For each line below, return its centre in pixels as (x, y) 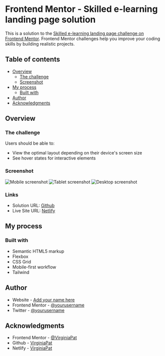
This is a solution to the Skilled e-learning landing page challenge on (75, 33)
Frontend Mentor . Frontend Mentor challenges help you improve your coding (83, 39)
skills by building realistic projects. (40, 44)
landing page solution (50, 20)
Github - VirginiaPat (32, 343)
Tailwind (21, 272)
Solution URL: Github (33, 205)
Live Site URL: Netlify (34, 211)
